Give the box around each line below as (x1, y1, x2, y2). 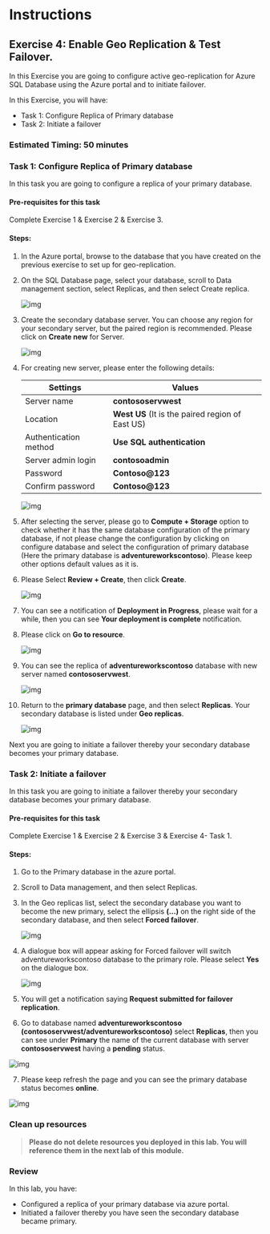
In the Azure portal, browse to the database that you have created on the (20, 251, 261, 261)
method (24, 441, 54, 452)
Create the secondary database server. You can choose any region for (20, 315, 253, 324)
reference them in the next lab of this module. (28, 1145, 184, 1155)
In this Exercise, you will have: (9, 95, 108, 105)
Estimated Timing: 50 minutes (9, 139, 129, 150)
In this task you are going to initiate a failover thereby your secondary (9, 786, 238, 796)
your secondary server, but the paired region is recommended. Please (20, 323, 252, 333)
